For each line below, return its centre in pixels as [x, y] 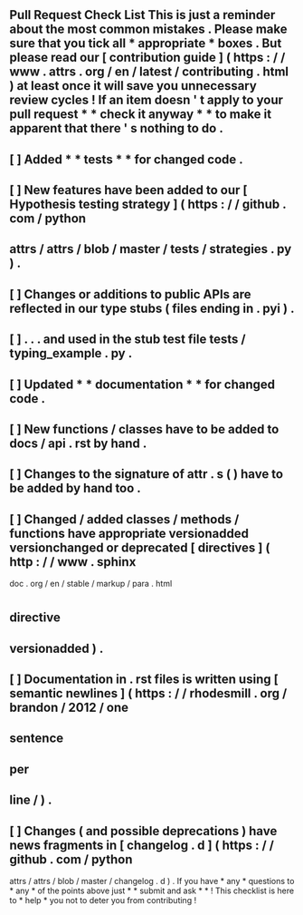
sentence [37, 739]
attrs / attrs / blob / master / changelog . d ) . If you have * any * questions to [152, 881]
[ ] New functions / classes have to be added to [144, 429]
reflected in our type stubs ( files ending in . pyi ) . [152, 308]
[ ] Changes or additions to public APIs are [130, 294]
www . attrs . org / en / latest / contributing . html [149, 72]
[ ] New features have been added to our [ [128, 190]
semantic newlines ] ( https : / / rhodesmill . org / [148, 693]
